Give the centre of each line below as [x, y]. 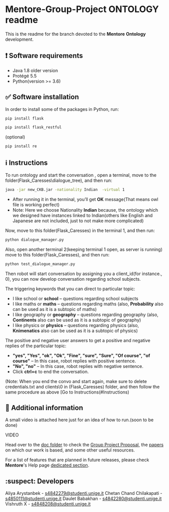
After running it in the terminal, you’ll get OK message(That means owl [85, 199]
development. [19, 39]
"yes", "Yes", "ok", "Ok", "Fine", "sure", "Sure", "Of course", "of [81, 355]
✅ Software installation [42, 97]
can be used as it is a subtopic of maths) [55, 309]
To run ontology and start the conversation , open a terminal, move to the [81, 175]
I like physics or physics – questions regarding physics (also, [76, 325]
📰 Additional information [44, 408]
